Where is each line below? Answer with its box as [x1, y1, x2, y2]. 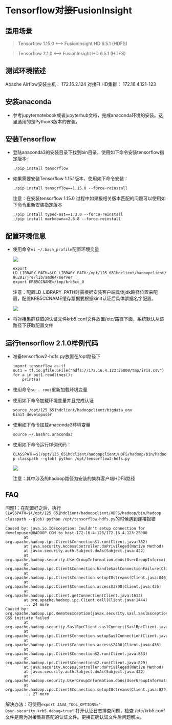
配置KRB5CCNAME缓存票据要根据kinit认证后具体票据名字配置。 [21, 295, 156, 302]
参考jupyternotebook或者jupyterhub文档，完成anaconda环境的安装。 [12, 112, 159, 118]
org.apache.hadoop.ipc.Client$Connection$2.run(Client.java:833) [5, 651, 147, 656]
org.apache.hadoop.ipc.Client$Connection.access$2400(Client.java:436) [5, 642, 161, 647]
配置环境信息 [5, 231, 46, 240]
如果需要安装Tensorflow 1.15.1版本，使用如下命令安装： [12, 175, 129, 182]
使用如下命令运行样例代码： [12, 442, 72, 448]
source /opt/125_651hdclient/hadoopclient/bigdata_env [12, 408, 133, 413]
